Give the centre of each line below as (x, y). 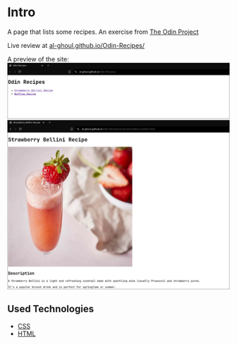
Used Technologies (50, 309)
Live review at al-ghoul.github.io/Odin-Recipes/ (76, 45)
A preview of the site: (38, 59)
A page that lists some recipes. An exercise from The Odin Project (103, 32)
